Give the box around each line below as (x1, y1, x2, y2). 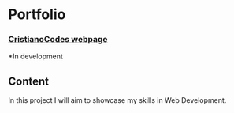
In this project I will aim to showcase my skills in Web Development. (8, 96, 227, 105)
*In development (8, 51, 63, 61)
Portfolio (8, 6, 66, 24)
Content (8, 74, 50, 88)
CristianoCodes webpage (8, 34, 108, 45)
